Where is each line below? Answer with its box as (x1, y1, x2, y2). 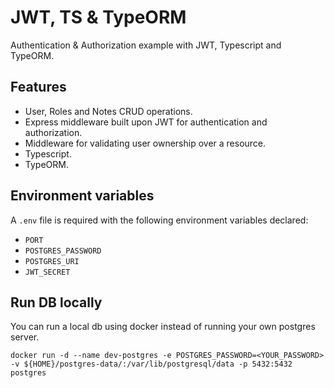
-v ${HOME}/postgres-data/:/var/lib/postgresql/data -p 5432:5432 (10, 359, 293, 370)
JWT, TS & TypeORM (10, 6, 187, 29)
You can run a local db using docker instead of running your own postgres (10, 321, 316, 333)
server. (10, 331, 40, 343)
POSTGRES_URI (24, 256, 80, 266)
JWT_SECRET (24, 267, 71, 277)
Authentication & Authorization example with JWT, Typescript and (10, 39, 282, 51)
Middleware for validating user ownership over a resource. (24, 137, 267, 149)
